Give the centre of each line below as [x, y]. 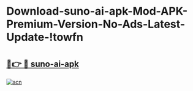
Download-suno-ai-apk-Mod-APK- [97, 11]
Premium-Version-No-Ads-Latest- [96, 24]
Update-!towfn [45, 37]
